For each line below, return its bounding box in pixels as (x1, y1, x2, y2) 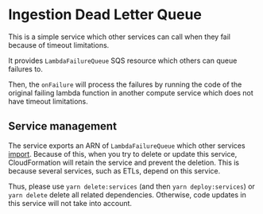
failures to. (8, 64, 44, 73)
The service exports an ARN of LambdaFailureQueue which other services (8, 141, 246, 150)
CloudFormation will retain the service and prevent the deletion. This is (8, 158, 240, 167)
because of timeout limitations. (8, 40, 110, 49)
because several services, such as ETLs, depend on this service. (8, 165, 221, 176)
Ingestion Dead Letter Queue (8, 6, 203, 24)
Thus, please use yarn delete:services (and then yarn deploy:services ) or (8, 181, 256, 191)
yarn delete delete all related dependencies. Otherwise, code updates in (8, 189, 246, 200)
